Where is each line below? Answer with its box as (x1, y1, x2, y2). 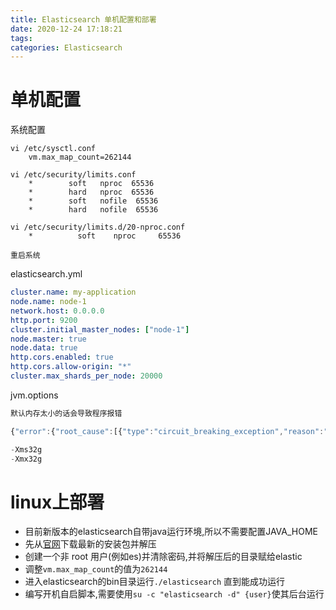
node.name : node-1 (10, 297, 87, 307)
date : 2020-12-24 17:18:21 (10, 24, 123, 34)
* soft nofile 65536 (28, 196, 159, 206)
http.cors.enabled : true (10, 352, 114, 363)
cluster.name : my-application (10, 287, 137, 298)
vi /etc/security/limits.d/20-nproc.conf (10, 222, 186, 233)
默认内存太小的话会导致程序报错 (10, 408, 123, 418)
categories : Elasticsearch (10, 42, 123, 53)
